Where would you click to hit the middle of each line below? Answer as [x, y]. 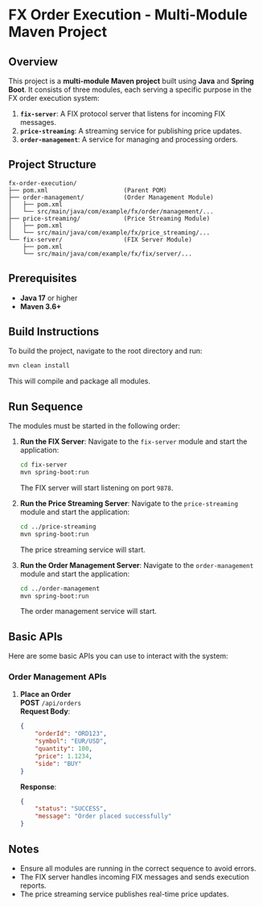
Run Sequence [45, 406]
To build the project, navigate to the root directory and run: [105, 351]
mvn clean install [39, 366]
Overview [33, 62]
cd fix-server [43, 465]
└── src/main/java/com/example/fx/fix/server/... [108, 254]
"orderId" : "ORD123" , [71, 734]
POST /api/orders [51, 703]
